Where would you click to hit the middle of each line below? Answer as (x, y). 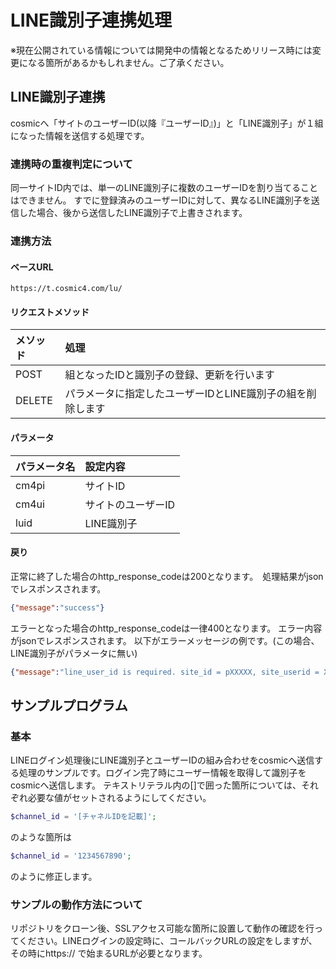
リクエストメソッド (50, 312)
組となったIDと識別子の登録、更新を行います (169, 375)
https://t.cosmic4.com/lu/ (66, 289)
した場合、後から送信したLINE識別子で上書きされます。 (133, 213)
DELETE (34, 401)
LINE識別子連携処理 (91, 20)
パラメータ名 (45, 466)
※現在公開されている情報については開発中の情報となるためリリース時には (161, 50)
